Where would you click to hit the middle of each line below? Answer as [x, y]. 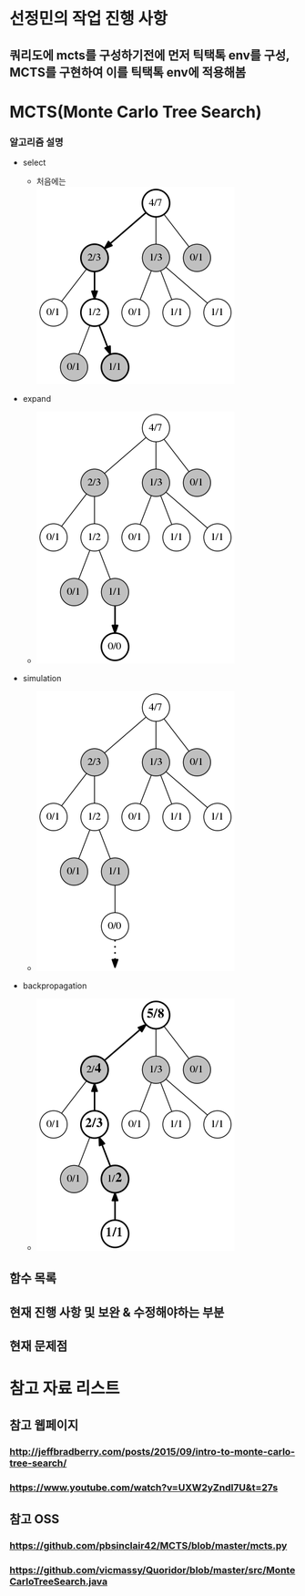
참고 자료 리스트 [65, 1389]
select [34, 163]
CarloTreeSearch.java [58, 1581]
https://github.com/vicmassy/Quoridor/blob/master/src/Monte [152, 1570]
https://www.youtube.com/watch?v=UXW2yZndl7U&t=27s [144, 1488]
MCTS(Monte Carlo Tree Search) [136, 112]
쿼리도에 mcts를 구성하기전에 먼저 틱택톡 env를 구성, [149, 55]
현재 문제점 [39, 1346]
